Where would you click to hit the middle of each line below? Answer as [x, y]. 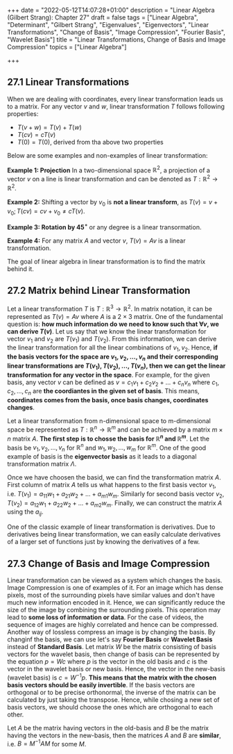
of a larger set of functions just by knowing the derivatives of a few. [103, 542]
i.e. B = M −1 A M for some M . [47, 743]
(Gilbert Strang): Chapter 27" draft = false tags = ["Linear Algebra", [103, 17]
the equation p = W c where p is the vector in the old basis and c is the [107, 662]
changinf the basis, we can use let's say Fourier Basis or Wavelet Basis [110, 639]
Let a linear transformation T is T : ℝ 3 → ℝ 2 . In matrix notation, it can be [110, 308]
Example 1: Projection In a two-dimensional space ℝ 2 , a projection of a [109, 170]
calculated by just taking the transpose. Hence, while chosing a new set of [113, 699]
